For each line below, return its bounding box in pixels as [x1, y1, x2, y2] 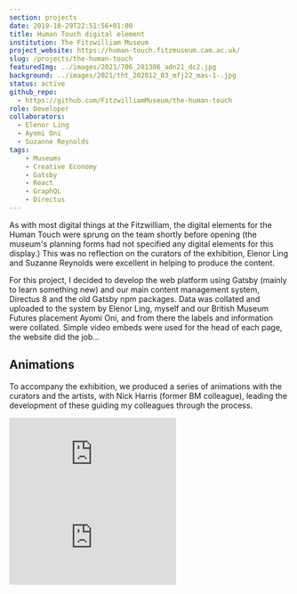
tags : [9, 145, 29, 154]
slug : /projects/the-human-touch [9, 54, 133, 63]
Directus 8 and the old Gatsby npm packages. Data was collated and [9, 293, 261, 304]
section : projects [9, 12, 77, 22]
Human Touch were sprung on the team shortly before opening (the [9, 229, 258, 240]
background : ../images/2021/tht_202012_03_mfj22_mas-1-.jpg [9, 71, 237, 80]
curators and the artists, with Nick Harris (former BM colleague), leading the [9, 390, 287, 401]
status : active [9, 79, 66, 88]
